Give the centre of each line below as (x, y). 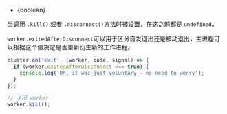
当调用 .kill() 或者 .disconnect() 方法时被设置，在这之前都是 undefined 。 (112, 24)
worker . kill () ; (29, 105)
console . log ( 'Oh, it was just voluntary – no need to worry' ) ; (112, 73)
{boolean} (31, 10)
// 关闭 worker (28, 98)
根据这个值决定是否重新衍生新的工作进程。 (73, 47)
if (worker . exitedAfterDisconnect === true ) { (81, 67)
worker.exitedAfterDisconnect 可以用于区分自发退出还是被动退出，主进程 (111, 38)
